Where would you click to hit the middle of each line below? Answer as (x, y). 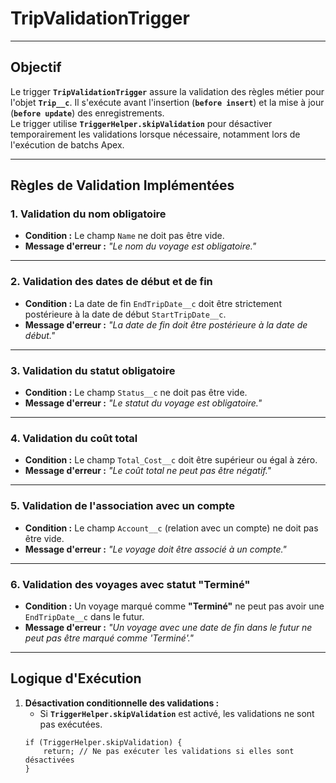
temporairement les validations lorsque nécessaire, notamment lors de (155, 134)
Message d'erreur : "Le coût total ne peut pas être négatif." (148, 471)
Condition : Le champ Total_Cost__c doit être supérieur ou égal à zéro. (171, 460)
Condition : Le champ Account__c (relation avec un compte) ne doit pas (171, 528)
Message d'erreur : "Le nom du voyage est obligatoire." (140, 246)
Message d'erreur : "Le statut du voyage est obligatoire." (143, 403)
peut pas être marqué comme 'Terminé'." (109, 638)
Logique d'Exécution (76, 678)
